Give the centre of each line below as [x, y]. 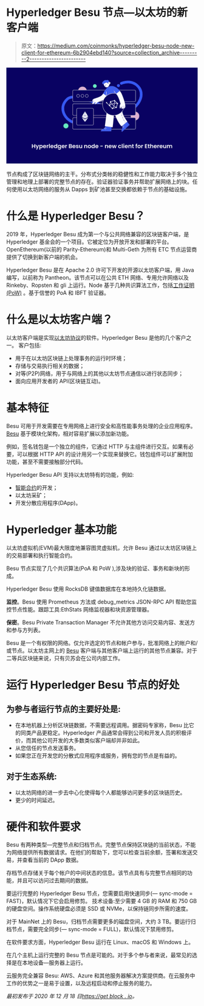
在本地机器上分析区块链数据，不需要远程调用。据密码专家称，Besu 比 [102, 725]
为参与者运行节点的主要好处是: [64, 709]
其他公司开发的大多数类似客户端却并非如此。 [87, 740]
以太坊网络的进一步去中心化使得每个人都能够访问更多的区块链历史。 [100, 792]
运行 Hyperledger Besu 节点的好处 [93, 685]
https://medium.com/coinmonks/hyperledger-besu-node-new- [116, 46]
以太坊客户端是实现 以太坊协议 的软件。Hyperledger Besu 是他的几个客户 [96, 337]
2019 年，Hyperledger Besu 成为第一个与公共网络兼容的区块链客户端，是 [98, 234]
